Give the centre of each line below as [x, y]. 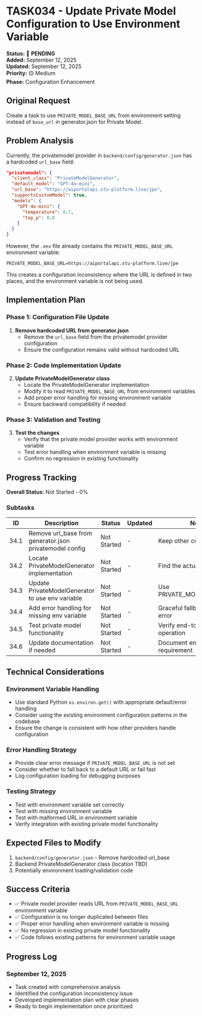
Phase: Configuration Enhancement [50, 81]
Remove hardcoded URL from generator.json [72, 330]
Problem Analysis [40, 141]
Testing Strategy [31, 791]
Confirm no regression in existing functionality [81, 458]
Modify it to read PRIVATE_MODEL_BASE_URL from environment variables [109, 391]
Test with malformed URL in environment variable [76, 817]
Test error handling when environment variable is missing [95, 452]
